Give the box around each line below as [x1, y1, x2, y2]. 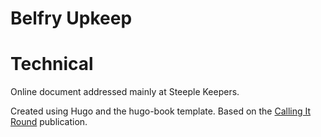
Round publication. [10, 116, 88, 128]
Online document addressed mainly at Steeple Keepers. [10, 86, 240, 98]
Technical [10, 53, 94, 76]
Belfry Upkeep [10, 7, 133, 30]
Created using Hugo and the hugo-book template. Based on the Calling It [10, 105, 312, 117]
